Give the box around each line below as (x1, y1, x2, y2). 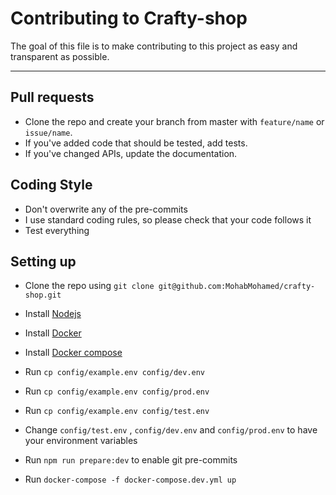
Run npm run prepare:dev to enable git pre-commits (24, 454, 238, 466)
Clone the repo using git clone (24, 280, 155, 292)
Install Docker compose (24, 347, 123, 359)
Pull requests (10, 89, 95, 106)
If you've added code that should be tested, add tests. (24, 137, 248, 149)
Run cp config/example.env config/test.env (24, 405, 210, 417)
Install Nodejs (24, 308, 82, 320)
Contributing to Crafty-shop (10, 7, 248, 30)
